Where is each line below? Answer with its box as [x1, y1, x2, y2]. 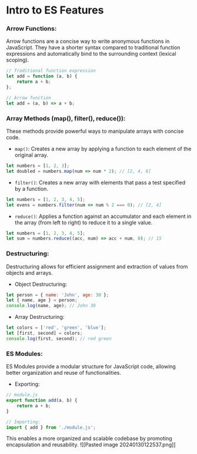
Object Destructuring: [14, 280, 68, 288]
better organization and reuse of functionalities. [6, 369, 122, 376]
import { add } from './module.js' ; [6, 424, 96, 431]
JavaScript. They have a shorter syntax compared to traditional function [6, 44, 181, 51]
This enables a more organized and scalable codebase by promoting [6, 435, 172, 442]
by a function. [14, 185, 49, 192]
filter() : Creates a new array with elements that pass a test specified [14, 179, 186, 186]
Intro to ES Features [6, 4, 104, 17]
